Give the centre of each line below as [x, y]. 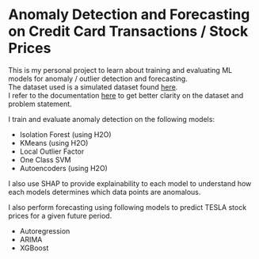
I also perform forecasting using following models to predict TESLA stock [128, 207]
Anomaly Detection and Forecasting [129, 15]
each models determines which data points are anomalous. [105, 192]
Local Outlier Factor [52, 151]
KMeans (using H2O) [54, 143]
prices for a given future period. [60, 215]
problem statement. [40, 104]
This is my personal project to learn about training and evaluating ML [120, 70]
